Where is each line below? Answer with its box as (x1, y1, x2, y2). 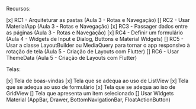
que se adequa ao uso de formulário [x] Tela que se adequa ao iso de (6, 84, 176, 91)
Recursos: (6, 5, 31, 12)
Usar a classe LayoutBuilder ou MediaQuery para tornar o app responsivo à (6, 41, 191, 49)
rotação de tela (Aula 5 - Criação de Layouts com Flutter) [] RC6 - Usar (6, 48, 179, 55)
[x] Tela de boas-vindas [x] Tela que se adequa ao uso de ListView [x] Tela (6, 77, 189, 84)
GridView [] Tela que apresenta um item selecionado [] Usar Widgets (6, 90, 174, 97)
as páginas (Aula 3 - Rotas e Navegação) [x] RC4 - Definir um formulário (6, 29, 184, 36)
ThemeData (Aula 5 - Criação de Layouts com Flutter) (6, 54, 137, 61)
